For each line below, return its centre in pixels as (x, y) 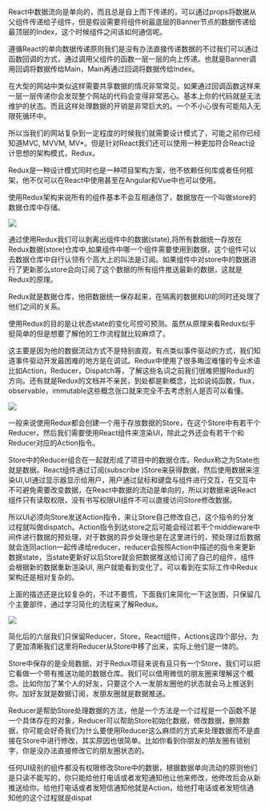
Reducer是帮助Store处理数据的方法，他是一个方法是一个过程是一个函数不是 (133, 711)
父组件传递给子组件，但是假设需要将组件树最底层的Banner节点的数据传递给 (132, 22)
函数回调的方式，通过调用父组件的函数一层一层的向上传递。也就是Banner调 (132, 59)
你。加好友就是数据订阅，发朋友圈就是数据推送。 (89, 693)
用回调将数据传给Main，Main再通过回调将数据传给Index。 (104, 69)
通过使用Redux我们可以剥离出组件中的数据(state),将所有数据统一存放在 (125, 239)
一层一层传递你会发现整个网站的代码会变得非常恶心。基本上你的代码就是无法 (134, 96)
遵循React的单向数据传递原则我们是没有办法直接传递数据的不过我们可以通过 (133, 49)
